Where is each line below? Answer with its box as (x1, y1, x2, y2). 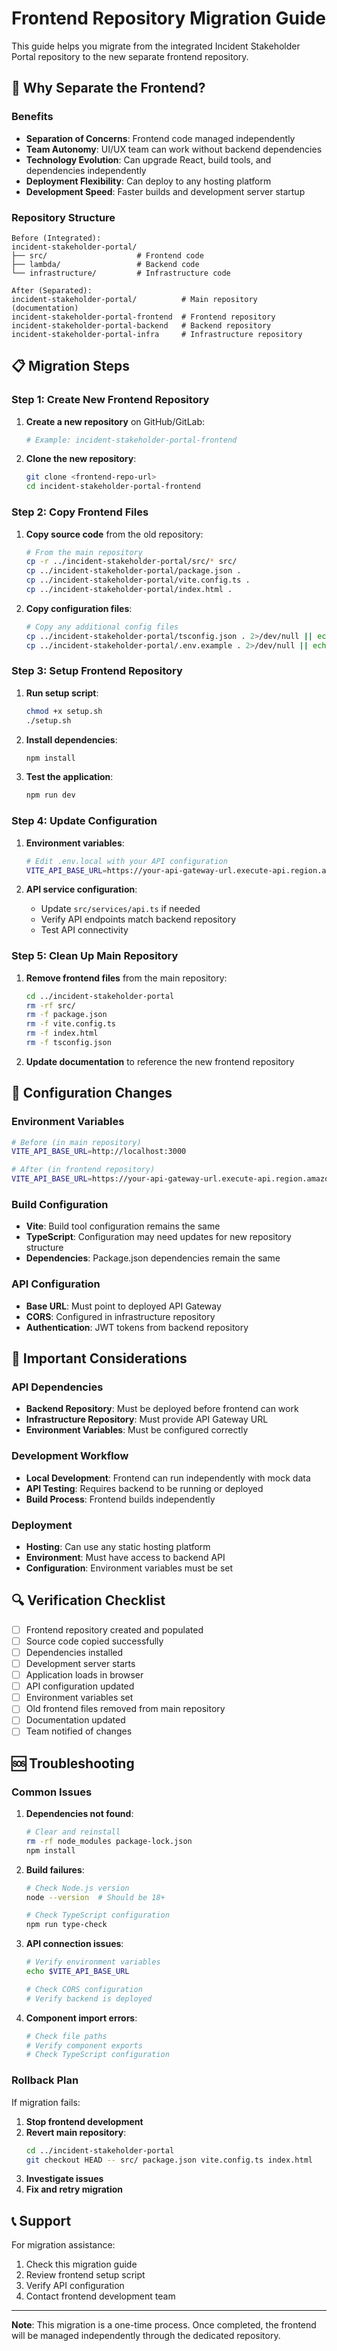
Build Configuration (11, 1198, 109, 1212)
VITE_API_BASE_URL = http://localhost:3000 (11, 1147, 187, 1157)
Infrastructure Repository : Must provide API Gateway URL (25, 1413, 269, 1426)
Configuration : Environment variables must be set (25, 1562, 234, 1574)
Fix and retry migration (25, 2183, 123, 2196)
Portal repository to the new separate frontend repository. (11, 50, 249, 62)
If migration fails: (11, 2096, 81, 2108)
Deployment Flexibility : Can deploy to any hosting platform (25, 175, 272, 187)
